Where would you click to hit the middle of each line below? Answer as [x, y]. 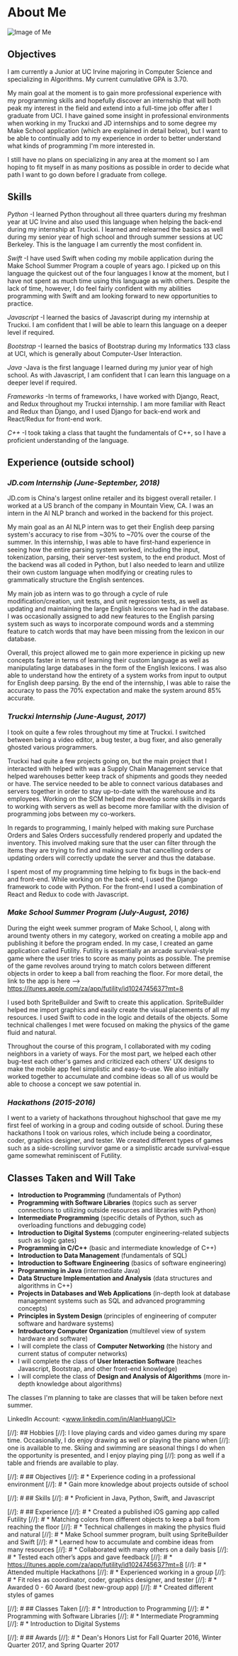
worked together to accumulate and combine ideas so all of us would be [113, 1076]
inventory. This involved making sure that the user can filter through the [112, 842]
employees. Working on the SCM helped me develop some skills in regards [117, 799]
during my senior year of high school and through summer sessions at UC [115, 237]
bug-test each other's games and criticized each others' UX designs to [111, 1061]
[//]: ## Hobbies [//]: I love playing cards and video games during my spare [117, 1432]
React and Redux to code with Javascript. [68, 894]
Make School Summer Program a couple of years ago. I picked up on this [114, 265]
